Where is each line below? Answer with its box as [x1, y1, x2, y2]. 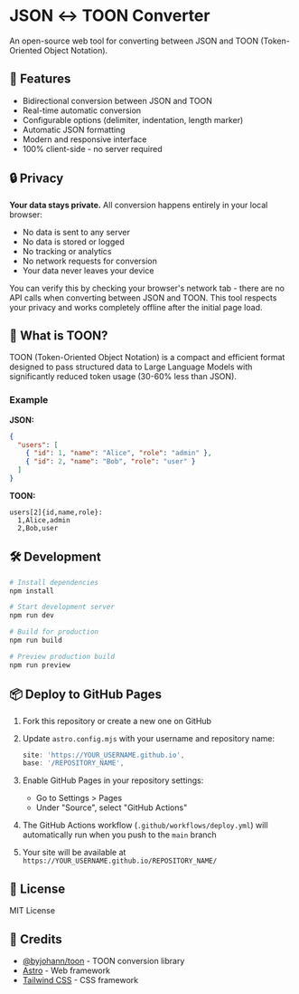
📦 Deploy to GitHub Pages [9, 687, 163, 702]
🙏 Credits [9, 932, 63, 947]
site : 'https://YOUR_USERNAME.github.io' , [22, 750, 185, 760]
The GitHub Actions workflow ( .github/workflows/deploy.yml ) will [22, 820, 268, 831]
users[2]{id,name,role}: [9, 508, 103, 517]
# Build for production [9, 627, 99, 636]
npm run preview [9, 660, 70, 670]
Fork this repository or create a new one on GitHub [22, 715, 212, 726]
